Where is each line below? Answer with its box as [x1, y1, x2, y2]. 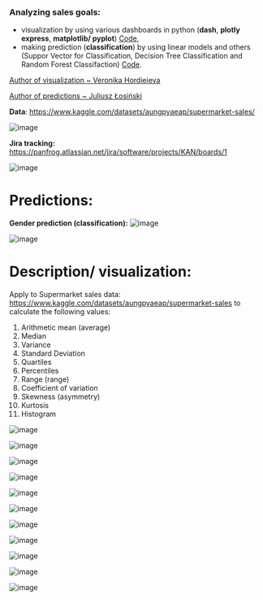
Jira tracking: [9, 138, 56, 148]
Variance [20, 340, 51, 350]
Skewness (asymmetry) [20, 392, 101, 401]
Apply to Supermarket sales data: [9, 290, 121, 300]
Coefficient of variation [20, 383, 98, 393]
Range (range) [20, 374, 70, 384]
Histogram [20, 409, 56, 419]
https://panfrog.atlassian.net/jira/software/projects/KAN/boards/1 [9, 147, 228, 157]
